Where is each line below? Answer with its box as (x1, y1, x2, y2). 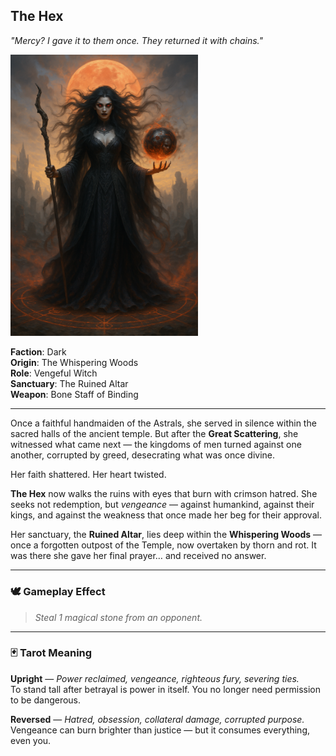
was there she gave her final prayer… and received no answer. (10, 550, 267, 562)
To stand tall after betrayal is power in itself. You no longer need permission (10, 683, 322, 695)
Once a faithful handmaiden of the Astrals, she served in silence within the (10, 417, 317, 429)
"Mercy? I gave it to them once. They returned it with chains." (10, 34, 263, 46)
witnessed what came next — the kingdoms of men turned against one (10, 439, 302, 451)
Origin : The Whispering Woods (10, 357, 139, 369)
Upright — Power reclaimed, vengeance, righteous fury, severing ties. (10, 672, 300, 684)
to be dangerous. (10, 694, 82, 706)
